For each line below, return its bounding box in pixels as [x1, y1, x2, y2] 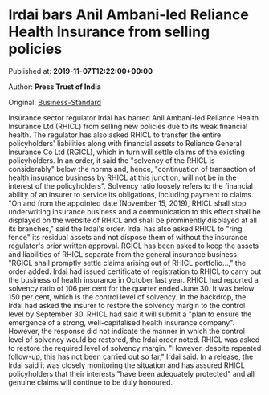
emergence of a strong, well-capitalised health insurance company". [8, 317, 235, 327]
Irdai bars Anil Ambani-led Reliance [8, 6, 249, 24]
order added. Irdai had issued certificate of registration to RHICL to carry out [8, 267, 262, 276]
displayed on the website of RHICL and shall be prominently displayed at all [8, 215, 257, 225]
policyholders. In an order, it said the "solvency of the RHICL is [8, 155, 215, 165]
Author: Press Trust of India [8, 82, 102, 92]
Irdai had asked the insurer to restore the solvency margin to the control [8, 300, 246, 310]
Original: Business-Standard [8, 97, 102, 107]
